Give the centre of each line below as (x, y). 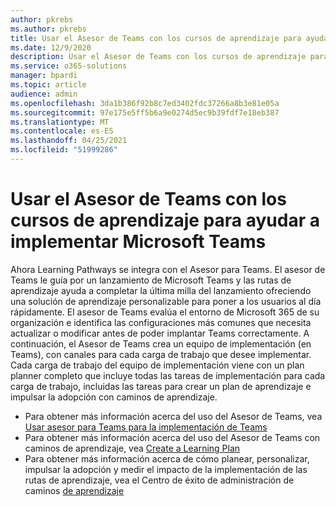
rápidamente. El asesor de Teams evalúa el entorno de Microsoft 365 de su (165, 312)
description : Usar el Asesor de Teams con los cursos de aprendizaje (158, 57)
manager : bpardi (44, 76)
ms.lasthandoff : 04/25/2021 (69, 141)
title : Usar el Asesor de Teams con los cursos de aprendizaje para (156, 38)
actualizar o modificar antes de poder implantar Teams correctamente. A (160, 333)
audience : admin (44, 94)
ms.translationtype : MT (60, 122)
